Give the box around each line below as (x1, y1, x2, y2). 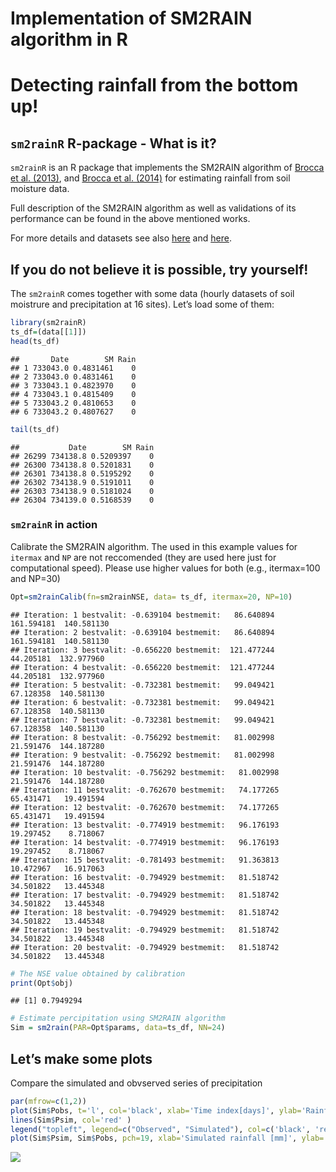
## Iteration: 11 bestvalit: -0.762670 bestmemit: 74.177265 (10, 785, 280, 795)
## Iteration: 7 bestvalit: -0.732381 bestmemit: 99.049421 (10, 715, 275, 725)
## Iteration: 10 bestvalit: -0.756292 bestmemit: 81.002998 (10, 767, 280, 777)
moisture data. (10, 183, 70, 195)
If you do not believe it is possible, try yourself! (10, 261, 309, 278)
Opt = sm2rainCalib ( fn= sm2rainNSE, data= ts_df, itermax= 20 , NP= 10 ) (10, 592, 293, 602)
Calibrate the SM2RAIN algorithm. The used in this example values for (10, 540, 298, 552)
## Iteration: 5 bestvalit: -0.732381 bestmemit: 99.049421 (10, 680, 275, 690)
